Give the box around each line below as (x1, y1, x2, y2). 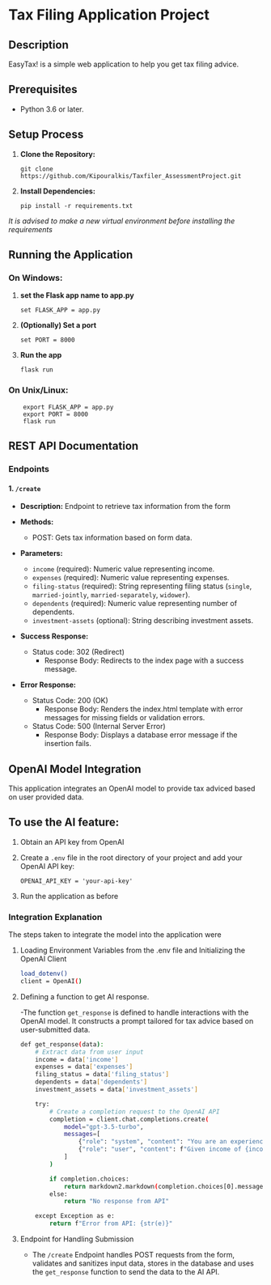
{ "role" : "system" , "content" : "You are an (78, 1138, 227, 1146)
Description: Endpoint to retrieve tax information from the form (19, 502, 231, 511)
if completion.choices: (49, 1175, 129, 1183)
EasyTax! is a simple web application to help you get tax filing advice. (8, 59, 239, 69)
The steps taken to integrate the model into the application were (8, 930, 222, 939)
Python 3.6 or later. (19, 104, 84, 114)
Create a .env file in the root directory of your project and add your (19, 852, 243, 863)
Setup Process (8, 128, 84, 142)
